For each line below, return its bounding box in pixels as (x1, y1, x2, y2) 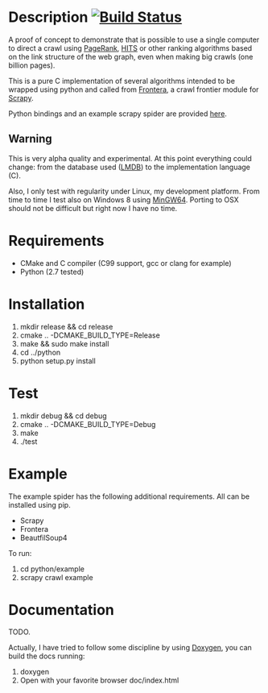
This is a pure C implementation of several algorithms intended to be (8, 76, 236, 85)
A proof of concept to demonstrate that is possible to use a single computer (8, 35, 260, 44)
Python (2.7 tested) (19, 267, 85, 276)
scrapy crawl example (19, 572, 94, 582)
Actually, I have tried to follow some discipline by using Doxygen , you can (8, 643, 252, 653)
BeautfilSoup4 (19, 533, 68, 542)
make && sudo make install (19, 338, 109, 348)
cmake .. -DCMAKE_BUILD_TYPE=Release (19, 330, 161, 340)
